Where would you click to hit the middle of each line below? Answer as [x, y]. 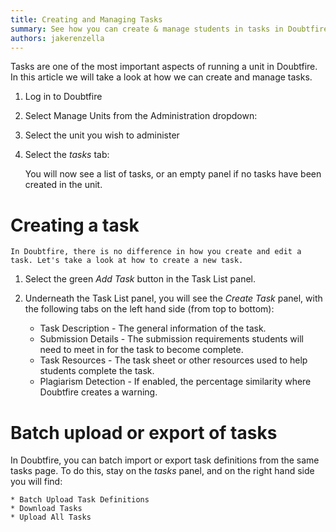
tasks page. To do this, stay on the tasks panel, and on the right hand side [162, 471]
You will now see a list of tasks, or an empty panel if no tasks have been [173, 174]
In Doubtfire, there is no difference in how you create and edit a [156, 252]
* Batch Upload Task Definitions [80, 500]
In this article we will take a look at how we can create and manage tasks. [161, 77]
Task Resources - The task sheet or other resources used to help [173, 360]
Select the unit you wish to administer [102, 135]
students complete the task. [97, 371]
